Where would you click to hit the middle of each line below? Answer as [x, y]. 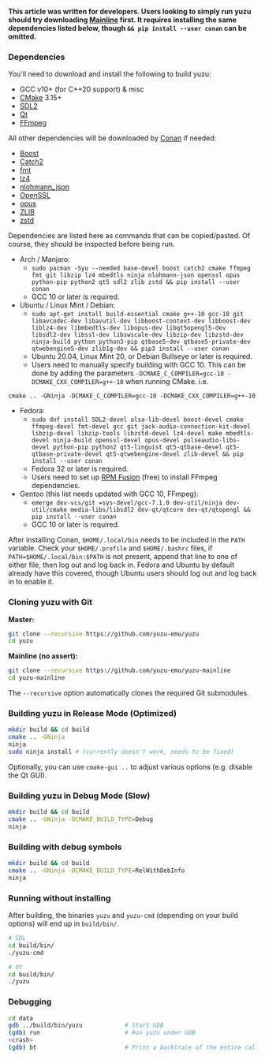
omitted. [22, 36]
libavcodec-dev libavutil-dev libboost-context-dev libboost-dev [141, 321]
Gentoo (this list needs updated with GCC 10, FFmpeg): [109, 494]
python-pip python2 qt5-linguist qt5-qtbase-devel [138, 447]
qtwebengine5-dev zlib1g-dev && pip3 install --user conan [131, 349]
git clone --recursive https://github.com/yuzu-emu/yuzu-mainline [119, 671]
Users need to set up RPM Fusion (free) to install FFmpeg [125, 477]
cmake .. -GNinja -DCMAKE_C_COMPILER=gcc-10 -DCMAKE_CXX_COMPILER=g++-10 [132, 396]
